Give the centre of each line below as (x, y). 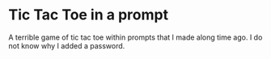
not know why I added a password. (67, 45)
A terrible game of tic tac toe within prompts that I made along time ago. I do (135, 37)
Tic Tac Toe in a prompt (88, 15)
